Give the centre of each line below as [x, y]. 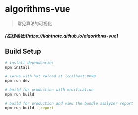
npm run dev [17, 81]
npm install [17, 68]
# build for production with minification [49, 90]
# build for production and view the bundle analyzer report [69, 103]
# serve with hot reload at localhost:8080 [51, 77]
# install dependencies [30, 63]
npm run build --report [30, 108]
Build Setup [23, 51]
